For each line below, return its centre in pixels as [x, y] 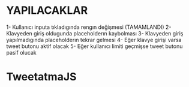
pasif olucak [22, 52]
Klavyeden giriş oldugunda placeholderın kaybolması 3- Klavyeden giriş [95, 33]
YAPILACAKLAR [47, 10]
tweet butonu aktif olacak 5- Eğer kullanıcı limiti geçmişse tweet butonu [94, 46]
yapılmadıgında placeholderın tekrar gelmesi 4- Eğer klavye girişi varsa [94, 40]
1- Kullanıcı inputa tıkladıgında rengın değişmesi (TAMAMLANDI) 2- [89, 27]
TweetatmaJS [41, 77]
